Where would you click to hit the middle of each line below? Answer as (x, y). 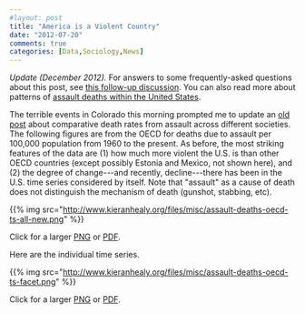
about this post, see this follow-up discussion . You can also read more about (152, 87)
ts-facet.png (33, 282)
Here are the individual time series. (74, 255)
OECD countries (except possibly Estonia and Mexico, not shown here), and (151, 163)
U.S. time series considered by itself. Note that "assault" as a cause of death (152, 182)
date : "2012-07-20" (46, 35)
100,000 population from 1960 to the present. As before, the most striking (147, 144)
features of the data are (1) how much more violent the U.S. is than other (144, 153)
